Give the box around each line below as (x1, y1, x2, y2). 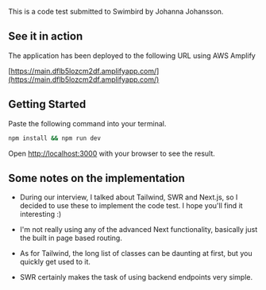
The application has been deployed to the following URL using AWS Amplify (8, 51, 256, 60)
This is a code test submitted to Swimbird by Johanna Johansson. (8, 7, 224, 16)
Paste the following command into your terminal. (8, 118, 167, 128)
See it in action (8, 29, 83, 43)
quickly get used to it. (19, 257, 91, 267)
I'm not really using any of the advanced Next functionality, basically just (19, 225, 258, 234)
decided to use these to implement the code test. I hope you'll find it (19, 201, 244, 211)
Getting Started (8, 98, 87, 111)
